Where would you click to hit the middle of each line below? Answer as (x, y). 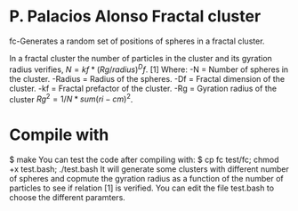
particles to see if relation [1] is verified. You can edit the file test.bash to (141, 188)
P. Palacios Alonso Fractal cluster (135, 16)
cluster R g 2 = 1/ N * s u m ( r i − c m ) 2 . (71, 98)
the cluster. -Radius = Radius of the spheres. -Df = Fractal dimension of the (147, 78)
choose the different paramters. (68, 198)
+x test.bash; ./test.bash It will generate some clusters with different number (149, 169)
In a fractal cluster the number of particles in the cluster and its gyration (141, 58)
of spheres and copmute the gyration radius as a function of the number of (147, 179)
